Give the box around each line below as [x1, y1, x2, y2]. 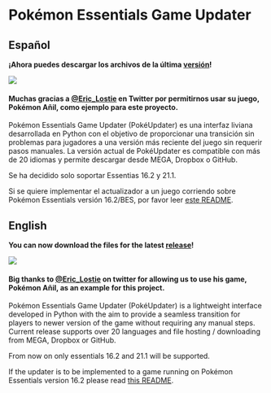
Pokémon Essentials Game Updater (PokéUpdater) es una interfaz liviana [8, 120, 254, 130]
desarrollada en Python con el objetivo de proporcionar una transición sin [8, 129, 255, 139]
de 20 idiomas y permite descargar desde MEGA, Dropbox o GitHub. [8, 155, 238, 164]
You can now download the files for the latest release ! [8, 240, 195, 250]
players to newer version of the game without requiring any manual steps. [8, 318, 256, 328]
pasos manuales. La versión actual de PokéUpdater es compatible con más [8, 146, 260, 156]
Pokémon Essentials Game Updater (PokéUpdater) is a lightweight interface [8, 301, 262, 311]
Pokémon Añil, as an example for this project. [8, 282, 165, 292]
